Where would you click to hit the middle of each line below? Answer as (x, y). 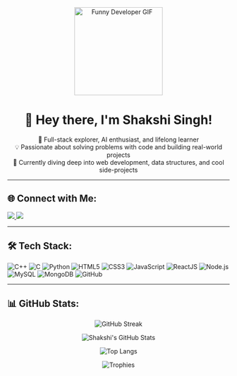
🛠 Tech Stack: (40, 246)
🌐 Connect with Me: (52, 199)
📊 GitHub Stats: (43, 303)
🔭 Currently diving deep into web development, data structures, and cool (119, 162)
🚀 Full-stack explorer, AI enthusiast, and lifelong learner (119, 139)
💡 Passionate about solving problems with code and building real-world (119, 146)
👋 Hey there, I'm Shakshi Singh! (119, 120)
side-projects (119, 170)
